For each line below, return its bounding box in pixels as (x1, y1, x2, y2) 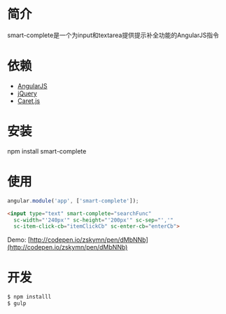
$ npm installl (7, 294, 52, 301)
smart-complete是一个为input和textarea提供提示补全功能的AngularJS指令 (7, 31, 219, 39)
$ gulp (7, 300, 27, 307)
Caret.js (17, 96, 41, 105)
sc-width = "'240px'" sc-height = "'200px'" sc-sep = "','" (13, 217, 174, 224)
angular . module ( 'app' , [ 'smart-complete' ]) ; (7, 197, 139, 204)
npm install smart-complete (7, 146, 87, 155)
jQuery (17, 89, 37, 97)
